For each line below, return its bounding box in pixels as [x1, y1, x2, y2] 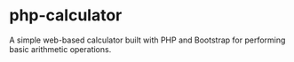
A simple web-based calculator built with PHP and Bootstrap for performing [9, 35, 286, 45]
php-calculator [9, 5, 123, 26]
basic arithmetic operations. [9, 43, 112, 54]
